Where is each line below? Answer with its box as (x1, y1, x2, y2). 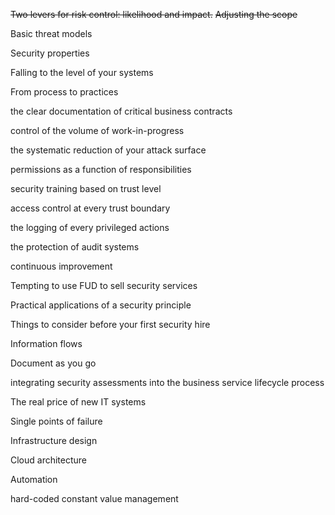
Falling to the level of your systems (10, 67, 154, 78)
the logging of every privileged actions (10, 222, 170, 233)
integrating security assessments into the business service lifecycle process (10, 377, 325, 388)
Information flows (10, 338, 83, 349)
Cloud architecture (10, 454, 88, 466)
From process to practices (10, 86, 119, 98)
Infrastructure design (10, 435, 98, 446)
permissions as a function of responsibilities (10, 164, 192, 175)
